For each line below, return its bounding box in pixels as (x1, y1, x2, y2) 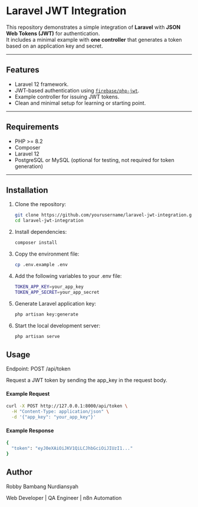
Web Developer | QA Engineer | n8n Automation (6, 494, 122, 501)
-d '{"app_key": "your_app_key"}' (11, 414, 96, 420)
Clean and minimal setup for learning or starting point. (14, 99, 146, 107)
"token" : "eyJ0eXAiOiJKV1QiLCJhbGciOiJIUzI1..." (11, 446, 133, 452)
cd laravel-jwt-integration (14, 218, 84, 224)
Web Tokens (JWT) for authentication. (6, 29, 100, 37)
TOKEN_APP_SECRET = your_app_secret (14, 289, 100, 295)
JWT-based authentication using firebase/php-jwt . (14, 87, 140, 94)
